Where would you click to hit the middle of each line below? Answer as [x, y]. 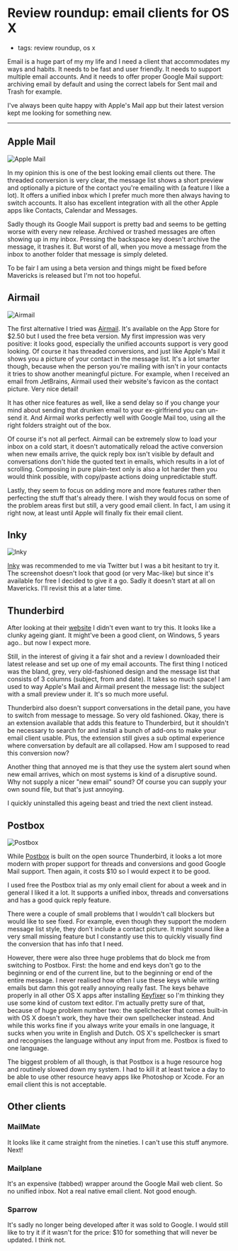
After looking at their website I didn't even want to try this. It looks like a [112, 628]
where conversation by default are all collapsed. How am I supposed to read [119, 746]
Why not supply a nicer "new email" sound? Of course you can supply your [117, 782]
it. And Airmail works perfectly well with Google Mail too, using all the [125, 417]
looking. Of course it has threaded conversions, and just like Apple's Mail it [116, 351]
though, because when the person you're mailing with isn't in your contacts [118, 366]
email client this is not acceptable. [57, 1084]
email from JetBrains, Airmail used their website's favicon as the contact [113, 381]
